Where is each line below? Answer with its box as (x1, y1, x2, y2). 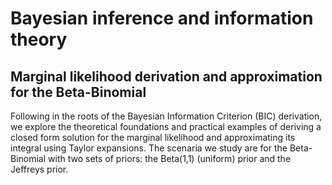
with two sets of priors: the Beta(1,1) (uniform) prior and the (48, 153, 292, 164)
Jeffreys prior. (10, 163, 69, 175)
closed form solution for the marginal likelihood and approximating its (10, 132, 296, 143)
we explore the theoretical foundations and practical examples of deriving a (10, 121, 322, 132)
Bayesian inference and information (10, 7, 314, 30)
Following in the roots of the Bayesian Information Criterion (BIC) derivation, (10, 110, 323, 122)
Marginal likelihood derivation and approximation (10, 68, 323, 85)
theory (10, 28, 68, 51)
